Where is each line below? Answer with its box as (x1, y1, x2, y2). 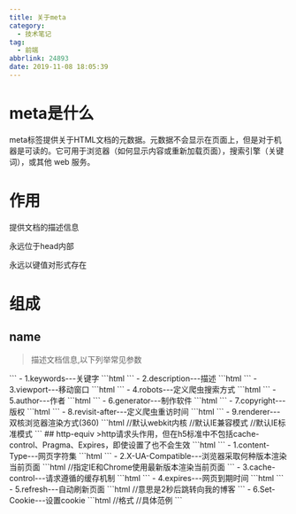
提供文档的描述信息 (9, 222, 80, 232)
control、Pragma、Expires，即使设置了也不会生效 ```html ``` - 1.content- (9, 440, 270, 450)
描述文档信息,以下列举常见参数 (30, 354, 142, 364)
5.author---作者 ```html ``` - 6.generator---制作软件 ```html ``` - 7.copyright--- (9, 395, 286, 406)
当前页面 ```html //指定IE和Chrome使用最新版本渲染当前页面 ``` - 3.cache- (9, 462, 276, 472)
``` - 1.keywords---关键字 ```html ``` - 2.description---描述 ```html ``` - (9, 373, 258, 384)
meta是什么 (9, 104, 95, 124)
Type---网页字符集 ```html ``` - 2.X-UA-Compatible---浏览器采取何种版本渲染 (9, 450, 287, 461)
